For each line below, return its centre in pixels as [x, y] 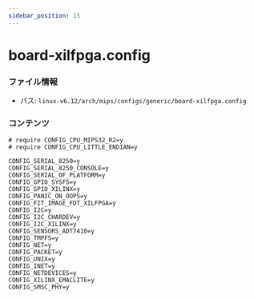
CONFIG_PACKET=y [35, 253]
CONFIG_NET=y [30, 245]
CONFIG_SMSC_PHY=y [39, 287]
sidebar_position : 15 [44, 16]
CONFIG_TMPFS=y [34, 238]
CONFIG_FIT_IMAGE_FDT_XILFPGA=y [62, 203]
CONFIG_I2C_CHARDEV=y [44, 217]
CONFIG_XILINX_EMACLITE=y [51, 281]
